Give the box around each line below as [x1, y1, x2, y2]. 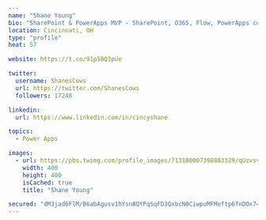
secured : [8, 200, 37, 208]
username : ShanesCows [15, 77, 87, 85]
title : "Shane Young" [22, 186, 93, 194]
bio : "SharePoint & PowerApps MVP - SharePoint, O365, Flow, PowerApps [8, 19, 249, 27]
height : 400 [22, 171, 62, 179]
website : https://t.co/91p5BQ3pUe [8, 55, 123, 63]
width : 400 [22, 164, 59, 172]
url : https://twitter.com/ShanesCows [15, 84, 140, 92]
